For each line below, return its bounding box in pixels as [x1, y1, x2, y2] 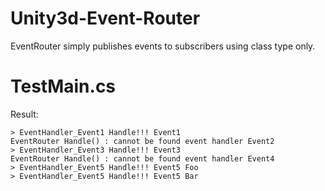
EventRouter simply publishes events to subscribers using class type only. [10, 40, 316, 52]
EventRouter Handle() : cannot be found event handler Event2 [10, 136, 275, 146]
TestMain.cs [10, 75, 117, 98]
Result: [10, 108, 39, 120]
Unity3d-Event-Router [10, 7, 201, 30]
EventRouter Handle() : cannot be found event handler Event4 [10, 153, 275, 164]
